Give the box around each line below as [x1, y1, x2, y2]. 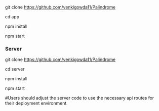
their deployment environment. [5, 100, 68, 106]
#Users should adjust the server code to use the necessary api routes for [5, 95, 154, 101]
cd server [5, 66, 25, 72]
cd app [5, 14, 20, 19]
